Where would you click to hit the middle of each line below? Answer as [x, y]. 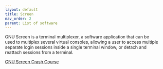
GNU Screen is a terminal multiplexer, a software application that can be [77, 37]
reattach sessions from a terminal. [39, 52]
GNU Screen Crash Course [32, 62]
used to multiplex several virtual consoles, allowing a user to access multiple [82, 42]
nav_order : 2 [18, 18]
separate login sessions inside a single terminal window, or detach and [76, 47]
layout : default [21, 9]
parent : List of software [31, 23]
